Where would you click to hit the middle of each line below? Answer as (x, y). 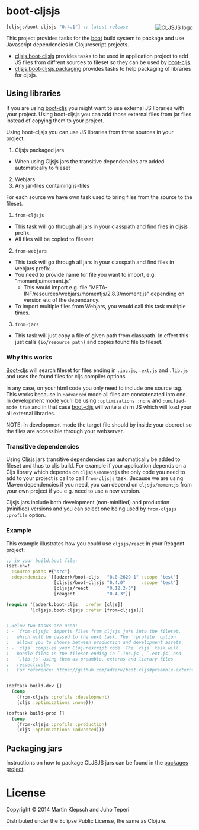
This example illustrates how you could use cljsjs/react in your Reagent (95, 543)
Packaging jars (34, 748)
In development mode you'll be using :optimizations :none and (84, 400)
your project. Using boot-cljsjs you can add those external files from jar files (99, 114)
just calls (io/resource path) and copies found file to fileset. (89, 342)
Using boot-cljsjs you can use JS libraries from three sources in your (90, 132)
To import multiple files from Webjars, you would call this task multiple (100, 306)
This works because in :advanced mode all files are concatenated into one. (97, 394)
